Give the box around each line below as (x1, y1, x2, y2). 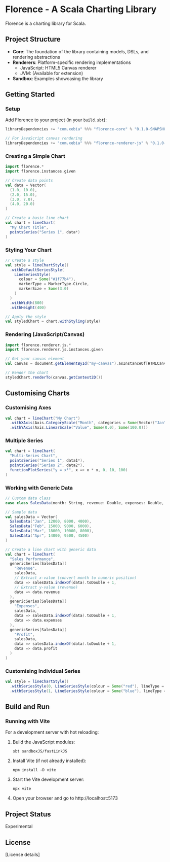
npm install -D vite (12, 768, 56, 773)
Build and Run (5, 703, 50, 711)
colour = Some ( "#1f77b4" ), (18, 277, 76, 282)
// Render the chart (5, 370, 49, 375)
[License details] (5, 851, 40, 858)
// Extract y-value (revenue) (14, 584, 78, 590)
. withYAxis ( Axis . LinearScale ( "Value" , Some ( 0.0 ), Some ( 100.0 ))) (10, 425, 148, 430)
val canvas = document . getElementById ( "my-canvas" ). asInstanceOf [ (5, 361, 148, 366)
